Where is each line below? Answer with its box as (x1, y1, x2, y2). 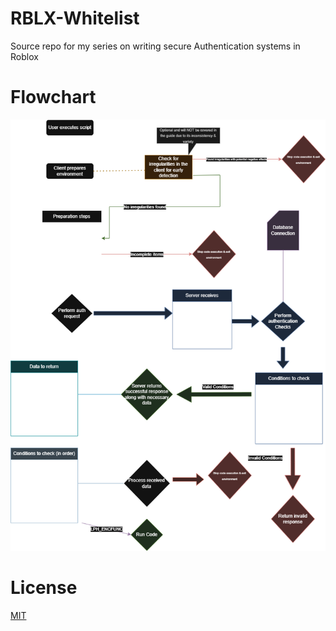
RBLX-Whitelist (10, 7, 140, 30)
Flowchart (10, 86, 97, 109)
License (10, 577, 78, 599)
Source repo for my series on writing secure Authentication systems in (10, 40, 301, 52)
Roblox (10, 50, 39, 62)
